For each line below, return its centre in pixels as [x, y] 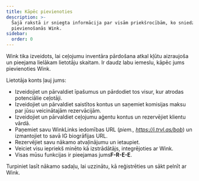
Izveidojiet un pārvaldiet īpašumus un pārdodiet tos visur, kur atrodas [99, 92]
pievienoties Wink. [29, 69]
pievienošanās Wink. [37, 28]
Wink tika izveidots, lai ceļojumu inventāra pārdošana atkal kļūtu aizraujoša [97, 56]
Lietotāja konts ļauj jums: [36, 80]
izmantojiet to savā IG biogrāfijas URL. [61, 136]
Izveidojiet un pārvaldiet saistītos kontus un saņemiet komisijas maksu [100, 104]
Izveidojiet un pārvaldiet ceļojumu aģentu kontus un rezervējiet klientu [100, 117]
